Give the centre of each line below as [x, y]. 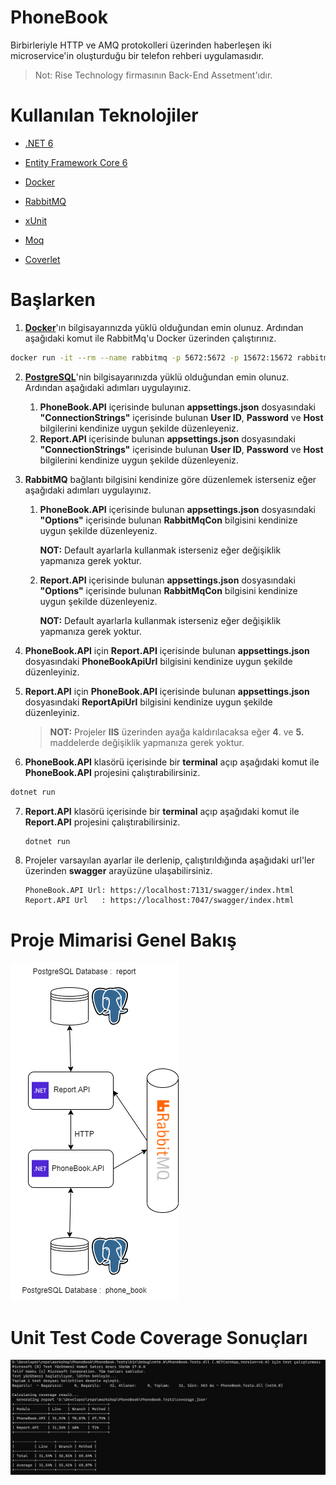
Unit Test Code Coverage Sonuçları [159, 1337]
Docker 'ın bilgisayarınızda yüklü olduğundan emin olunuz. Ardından [164, 327]
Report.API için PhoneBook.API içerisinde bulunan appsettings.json [167, 691]
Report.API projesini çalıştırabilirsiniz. [102, 822]
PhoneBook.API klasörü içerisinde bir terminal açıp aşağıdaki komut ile [172, 762]
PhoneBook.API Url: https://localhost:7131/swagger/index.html [159, 891]
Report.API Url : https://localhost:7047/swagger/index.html [159, 901]
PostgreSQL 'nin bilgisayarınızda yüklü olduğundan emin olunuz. [157, 377]
